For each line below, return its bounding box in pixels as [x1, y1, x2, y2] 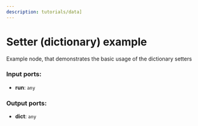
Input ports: [6, 70, 42, 79]
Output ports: [6, 99, 47, 107]
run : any [14, 84, 36, 91]
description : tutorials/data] [6, 8, 83, 15]
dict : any [14, 113, 37, 120]
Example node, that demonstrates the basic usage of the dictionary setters [6, 55, 192, 62]
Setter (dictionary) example [6, 35, 147, 48]
